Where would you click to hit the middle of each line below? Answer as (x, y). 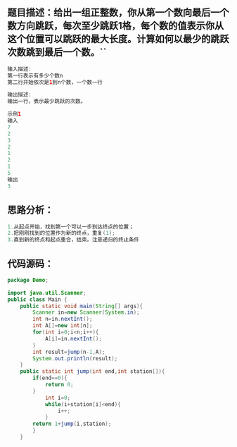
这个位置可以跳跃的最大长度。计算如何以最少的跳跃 (118, 39)
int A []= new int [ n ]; (63, 326)
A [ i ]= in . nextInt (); (73, 338)
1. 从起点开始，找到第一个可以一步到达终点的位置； (71, 227)
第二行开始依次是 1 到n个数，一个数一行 (55, 82)
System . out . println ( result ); (75, 358)
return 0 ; (59, 385)
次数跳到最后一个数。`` (57, 53)
